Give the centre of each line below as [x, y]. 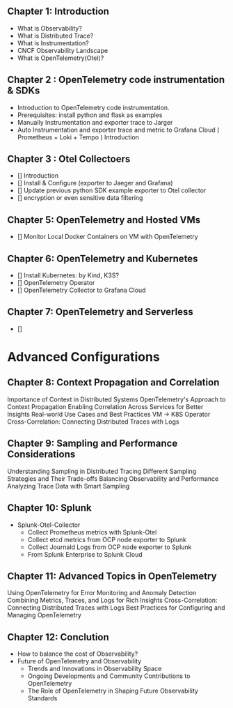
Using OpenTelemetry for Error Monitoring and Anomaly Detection [102, 593]
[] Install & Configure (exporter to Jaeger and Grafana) [95, 183]
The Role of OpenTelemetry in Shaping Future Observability [113, 691]
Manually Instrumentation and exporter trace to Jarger [95, 122]
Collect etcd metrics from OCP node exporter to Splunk [107, 539]
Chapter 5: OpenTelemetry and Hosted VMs [104, 220]
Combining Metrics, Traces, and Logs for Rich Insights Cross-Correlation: [112, 600]
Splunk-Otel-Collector [49, 525]
